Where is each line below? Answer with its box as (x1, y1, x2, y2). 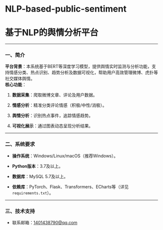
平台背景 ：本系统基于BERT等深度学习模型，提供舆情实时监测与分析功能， (5, 64, 152, 69)
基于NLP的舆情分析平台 (5, 27, 98, 38)
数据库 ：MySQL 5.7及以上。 (12, 173, 68, 179)
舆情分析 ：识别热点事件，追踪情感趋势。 (12, 113, 93, 118)
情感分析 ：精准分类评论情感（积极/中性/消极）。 (12, 102, 107, 108)
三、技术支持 (5, 208, 35, 214)
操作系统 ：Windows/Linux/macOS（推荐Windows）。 (12, 153, 118, 159)
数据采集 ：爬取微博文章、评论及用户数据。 (12, 92, 98, 98)
